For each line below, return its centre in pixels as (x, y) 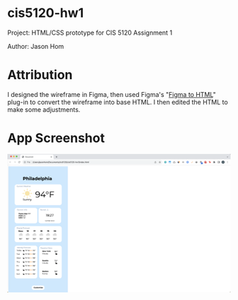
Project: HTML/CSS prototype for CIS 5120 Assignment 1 (90, 33)
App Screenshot (56, 138)
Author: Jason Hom (36, 46)
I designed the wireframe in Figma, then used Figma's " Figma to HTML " (112, 94)
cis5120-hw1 (46, 13)
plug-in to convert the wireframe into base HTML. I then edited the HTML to (118, 102)
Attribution (40, 75)
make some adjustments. (44, 109)
